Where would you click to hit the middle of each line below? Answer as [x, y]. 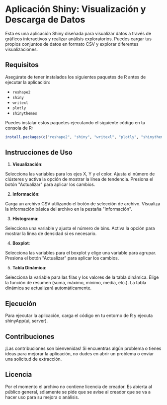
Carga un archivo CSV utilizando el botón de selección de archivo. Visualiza [83, 204]
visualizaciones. [22, 49]
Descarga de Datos [45, 20]
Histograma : [25, 219]
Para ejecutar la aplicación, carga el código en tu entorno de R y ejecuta [79, 316]
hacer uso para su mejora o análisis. [42, 397]
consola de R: [19, 128]
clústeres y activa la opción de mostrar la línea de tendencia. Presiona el [79, 179]
